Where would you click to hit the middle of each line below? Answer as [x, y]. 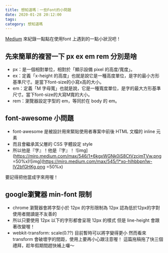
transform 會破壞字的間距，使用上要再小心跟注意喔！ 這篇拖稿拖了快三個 [88, 239]
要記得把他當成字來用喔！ [32, 177]
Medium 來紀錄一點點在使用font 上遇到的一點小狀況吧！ [63, 39]
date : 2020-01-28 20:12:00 [33, 15]
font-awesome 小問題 [39, 118]
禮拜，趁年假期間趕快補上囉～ [43, 245]
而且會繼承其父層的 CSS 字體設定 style [53, 144]
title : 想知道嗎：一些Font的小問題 [38, 10]
